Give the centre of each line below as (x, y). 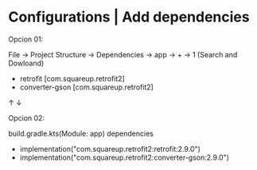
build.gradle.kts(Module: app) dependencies (81, 133)
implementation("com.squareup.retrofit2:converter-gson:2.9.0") (124, 157)
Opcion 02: (27, 118)
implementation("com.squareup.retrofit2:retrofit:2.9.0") (110, 148)
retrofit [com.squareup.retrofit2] (72, 78)
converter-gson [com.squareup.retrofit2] (86, 87)
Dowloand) (26, 63)
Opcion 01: (26, 39)
